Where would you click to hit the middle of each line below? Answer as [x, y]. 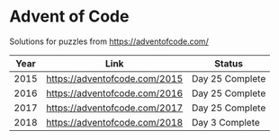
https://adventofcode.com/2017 [115, 108]
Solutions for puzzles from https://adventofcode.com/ [109, 41]
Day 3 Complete [226, 122]
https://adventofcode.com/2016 [115, 93]
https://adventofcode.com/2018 [115, 122]
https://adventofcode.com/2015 [115, 78]
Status [229, 63]
